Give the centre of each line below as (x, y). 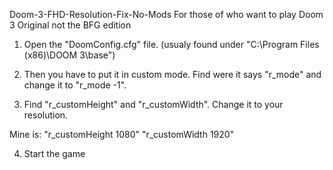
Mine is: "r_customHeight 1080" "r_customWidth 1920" (122, 134)
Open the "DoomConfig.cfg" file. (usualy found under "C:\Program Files (171, 44)
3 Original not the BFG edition (70, 25)
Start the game (54, 153)
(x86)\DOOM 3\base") (69, 55)
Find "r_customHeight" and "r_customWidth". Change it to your (153, 104)
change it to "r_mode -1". (75, 85)
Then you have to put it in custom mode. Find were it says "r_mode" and (172, 74)
